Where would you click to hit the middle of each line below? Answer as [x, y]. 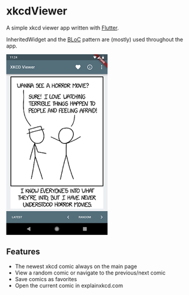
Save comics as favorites [46, 279]
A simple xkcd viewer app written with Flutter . [62, 28]
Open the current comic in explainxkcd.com [69, 285]
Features [23, 252]
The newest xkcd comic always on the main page [76, 266]
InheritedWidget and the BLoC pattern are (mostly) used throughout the [95, 39]
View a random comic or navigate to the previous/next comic [90, 273]
